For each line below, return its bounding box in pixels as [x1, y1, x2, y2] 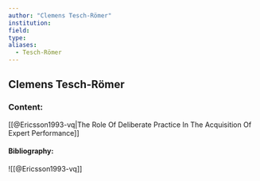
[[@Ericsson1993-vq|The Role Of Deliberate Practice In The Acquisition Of [8, 120, 252, 129]
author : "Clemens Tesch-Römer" [8, 11, 112, 20]
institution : [8, 19, 52, 27]
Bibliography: [8, 146, 54, 156]
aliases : [8, 41, 37, 49]
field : [8, 26, 30, 34]
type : [8, 33, 26, 42]
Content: [8, 102, 44, 113]
